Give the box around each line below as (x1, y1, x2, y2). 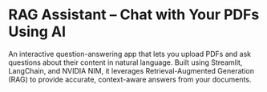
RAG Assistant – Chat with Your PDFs (8, 6, 260, 24)
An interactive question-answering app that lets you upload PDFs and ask (8, 49, 251, 58)
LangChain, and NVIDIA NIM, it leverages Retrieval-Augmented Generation (8, 66, 255, 75)
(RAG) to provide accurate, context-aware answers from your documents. (8, 74, 252, 84)
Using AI (8, 22, 67, 41)
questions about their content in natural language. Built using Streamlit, (8, 58, 243, 67)
